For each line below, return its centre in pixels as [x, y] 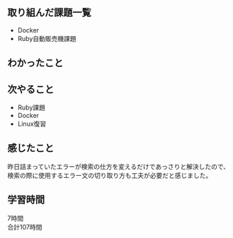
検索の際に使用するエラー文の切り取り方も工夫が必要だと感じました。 [110, 175]
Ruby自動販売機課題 [47, 38]
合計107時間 [25, 227]
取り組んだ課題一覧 [49, 13]
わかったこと [35, 63]
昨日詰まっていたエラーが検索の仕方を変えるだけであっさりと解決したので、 [119, 166]
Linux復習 [32, 124]
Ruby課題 [32, 107]
